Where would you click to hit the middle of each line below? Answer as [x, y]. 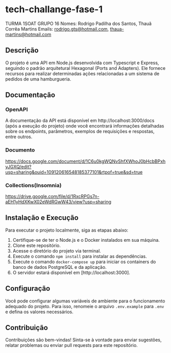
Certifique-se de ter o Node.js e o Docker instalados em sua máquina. [86, 240]
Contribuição [27, 328]
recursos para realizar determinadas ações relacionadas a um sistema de [82, 73]
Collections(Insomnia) [33, 185]
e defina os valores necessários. [40, 312]
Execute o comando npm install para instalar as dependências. [80, 256]
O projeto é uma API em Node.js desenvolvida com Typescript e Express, [82, 63]
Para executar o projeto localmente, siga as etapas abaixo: [67, 230]
